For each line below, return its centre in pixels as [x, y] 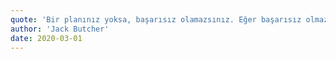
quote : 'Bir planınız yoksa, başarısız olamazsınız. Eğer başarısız [156, 19]
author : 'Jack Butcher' [60, 29]
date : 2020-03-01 [46, 38]
